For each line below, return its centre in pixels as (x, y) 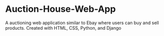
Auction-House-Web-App (61, 9)
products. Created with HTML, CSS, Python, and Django (63, 28)
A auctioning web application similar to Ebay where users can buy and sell (82, 23)
